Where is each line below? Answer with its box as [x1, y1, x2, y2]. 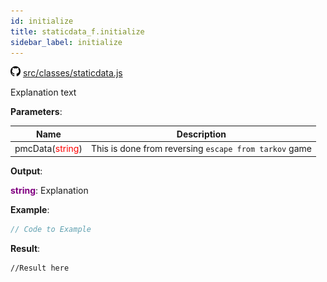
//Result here [10, 263, 70, 273]
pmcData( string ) [14, 143, 83, 155]
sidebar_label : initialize [10, 37, 123, 47]
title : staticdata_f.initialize [10, 26, 145, 37]
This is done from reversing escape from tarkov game [90, 143, 312, 155]
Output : [10, 165, 43, 177]
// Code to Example [10, 224, 92, 234]
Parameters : [10, 106, 63, 118]
